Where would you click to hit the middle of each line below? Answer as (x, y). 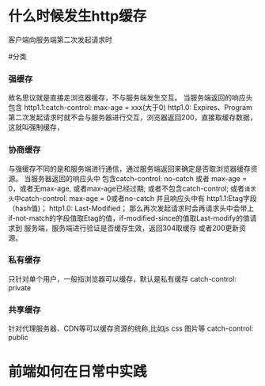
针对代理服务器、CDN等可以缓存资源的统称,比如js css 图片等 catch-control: (131, 328)
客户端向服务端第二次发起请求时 (60, 40)
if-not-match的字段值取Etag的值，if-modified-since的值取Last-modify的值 (129, 218)
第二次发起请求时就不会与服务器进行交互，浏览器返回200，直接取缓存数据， (132, 117)
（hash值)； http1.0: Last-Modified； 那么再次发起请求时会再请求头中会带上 (131, 208)
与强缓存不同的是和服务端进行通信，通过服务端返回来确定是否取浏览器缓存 (129, 168)
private (20, 288)
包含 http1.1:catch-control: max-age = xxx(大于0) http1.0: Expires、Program (131, 108)
